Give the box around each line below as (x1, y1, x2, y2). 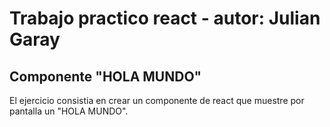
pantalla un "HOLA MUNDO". (9, 105, 129, 117)
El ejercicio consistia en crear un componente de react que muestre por (9, 95, 305, 106)
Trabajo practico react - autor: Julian (9, 7, 321, 30)
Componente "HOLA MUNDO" (9, 68, 202, 85)
